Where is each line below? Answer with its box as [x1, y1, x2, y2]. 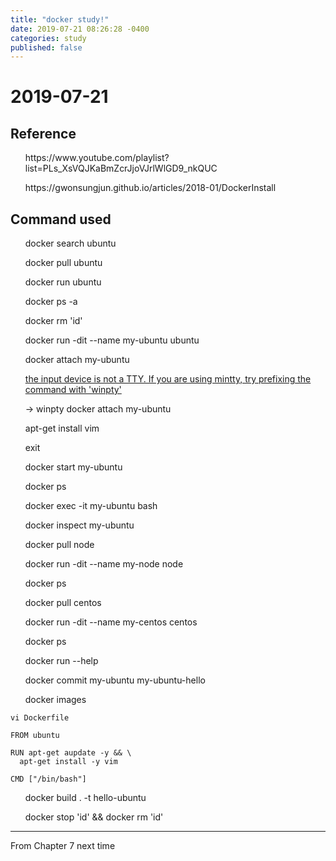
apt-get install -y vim [19, 757, 118, 767]
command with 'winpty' [24, 384, 122, 396]
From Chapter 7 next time [10, 840, 116, 852]
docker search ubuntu [24, 237, 117, 250]
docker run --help [24, 655, 99, 667]
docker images [24, 694, 87, 706]
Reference [10, 125, 77, 142]
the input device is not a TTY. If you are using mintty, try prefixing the [24, 373, 312, 385]
